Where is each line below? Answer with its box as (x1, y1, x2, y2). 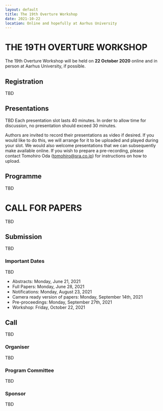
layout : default (5, 7, 38, 12)
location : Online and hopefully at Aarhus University (5, 21, 117, 26)
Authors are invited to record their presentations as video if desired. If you (5, 132, 154, 138)
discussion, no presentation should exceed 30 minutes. (5, 123, 116, 129)
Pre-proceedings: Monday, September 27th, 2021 (12, 299, 113, 305)
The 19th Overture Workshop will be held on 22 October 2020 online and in (5, 58, 158, 64)
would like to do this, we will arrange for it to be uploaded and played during (5, 137, 159, 143)
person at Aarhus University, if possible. (5, 63, 86, 69)
